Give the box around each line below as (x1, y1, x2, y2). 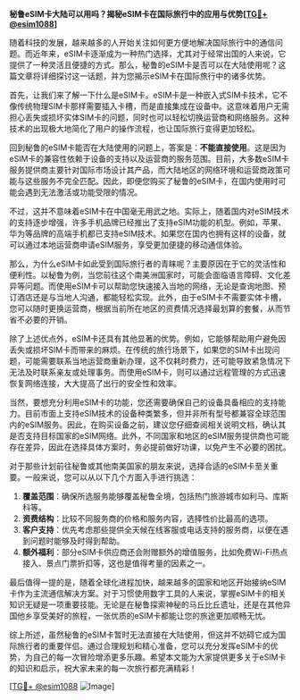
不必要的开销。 (16, 315, 72, 325)
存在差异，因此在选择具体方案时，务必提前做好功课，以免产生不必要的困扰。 (9, 442, 291, 452)
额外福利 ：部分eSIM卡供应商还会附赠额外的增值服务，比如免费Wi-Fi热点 (21, 547, 288, 557)
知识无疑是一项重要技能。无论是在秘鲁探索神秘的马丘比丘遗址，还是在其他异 (9, 599, 291, 610)
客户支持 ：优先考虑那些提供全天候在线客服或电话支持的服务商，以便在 (21, 525, 281, 535)
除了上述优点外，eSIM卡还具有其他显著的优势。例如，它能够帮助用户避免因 (9, 333, 287, 343)
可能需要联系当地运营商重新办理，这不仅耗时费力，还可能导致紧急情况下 (24, 356, 291, 366)
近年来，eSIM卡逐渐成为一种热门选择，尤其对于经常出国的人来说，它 (32, 48, 287, 59)
